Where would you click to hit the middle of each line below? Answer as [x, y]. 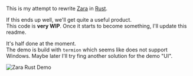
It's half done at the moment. [41, 44]
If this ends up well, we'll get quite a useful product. [69, 20]
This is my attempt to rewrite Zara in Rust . [57, 8]
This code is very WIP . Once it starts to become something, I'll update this [97, 26]
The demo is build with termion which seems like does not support [87, 50]
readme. [16, 32]
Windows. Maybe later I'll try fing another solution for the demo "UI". [89, 56]
